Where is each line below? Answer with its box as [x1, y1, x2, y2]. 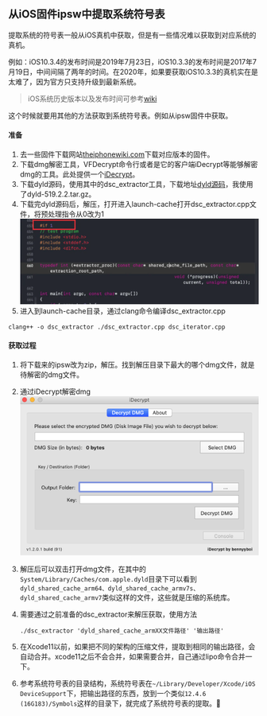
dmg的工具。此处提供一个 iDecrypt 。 [19, 169, 140, 179]
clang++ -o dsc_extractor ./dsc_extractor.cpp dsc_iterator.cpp [8, 323, 226, 331]
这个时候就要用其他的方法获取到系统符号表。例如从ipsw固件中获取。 [8, 111, 233, 120]
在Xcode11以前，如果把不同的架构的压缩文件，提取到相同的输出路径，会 [19, 642, 256, 652]
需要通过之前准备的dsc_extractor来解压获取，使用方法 [19, 609, 197, 619]
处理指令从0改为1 [47, 209, 105, 219]
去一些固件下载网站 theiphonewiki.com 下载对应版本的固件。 [19, 150, 215, 159]
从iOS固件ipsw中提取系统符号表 [8, 7, 165, 21]
